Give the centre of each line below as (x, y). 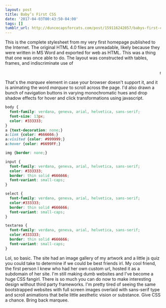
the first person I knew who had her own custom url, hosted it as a (72, 268)
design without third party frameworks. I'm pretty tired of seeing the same (81, 284)
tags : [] (14, 23)
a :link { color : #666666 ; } (32, 135)
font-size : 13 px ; (27, 116)
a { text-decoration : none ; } (34, 130)
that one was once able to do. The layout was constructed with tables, (77, 58)
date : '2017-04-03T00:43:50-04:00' (42, 19)
